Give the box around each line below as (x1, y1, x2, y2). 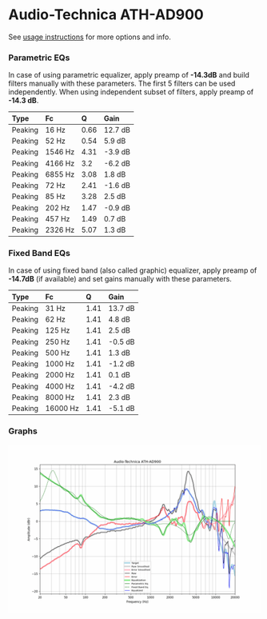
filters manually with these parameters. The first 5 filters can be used (8, 78, 236, 89)
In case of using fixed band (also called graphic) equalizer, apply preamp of (8, 266, 257, 275)
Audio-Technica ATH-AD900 (8, 6, 204, 24)
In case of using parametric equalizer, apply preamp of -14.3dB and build (8, 70, 250, 80)
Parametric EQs (8, 52, 70, 63)
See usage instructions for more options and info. (8, 32, 172, 42)
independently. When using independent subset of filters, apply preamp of (8, 87, 254, 97)
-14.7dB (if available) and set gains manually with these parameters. (8, 274, 232, 284)
